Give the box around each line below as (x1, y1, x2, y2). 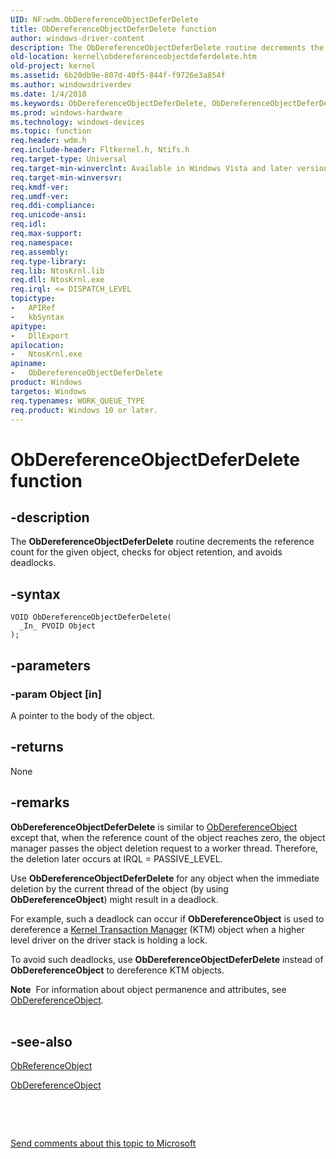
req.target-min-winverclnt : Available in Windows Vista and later (10, 163, 293, 173)
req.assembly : (10, 247, 70, 257)
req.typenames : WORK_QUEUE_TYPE (10, 396, 145, 406)
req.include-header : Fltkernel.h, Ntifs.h (10, 145, 190, 155)
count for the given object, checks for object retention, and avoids (10, 546, 283, 558)
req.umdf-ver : (10, 191, 70, 201)
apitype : (10, 321, 47, 331)
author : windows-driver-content (10, 33, 145, 43)
